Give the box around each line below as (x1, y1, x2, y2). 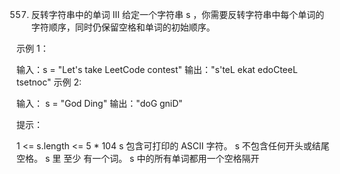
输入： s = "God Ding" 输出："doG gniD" (16, 98, 183, 109)
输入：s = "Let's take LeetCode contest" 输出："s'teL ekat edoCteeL (16, 64, 298, 75)
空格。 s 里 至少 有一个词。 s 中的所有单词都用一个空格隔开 (16, 153, 260, 164)
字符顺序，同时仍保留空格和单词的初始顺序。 (30, 21, 216, 33)
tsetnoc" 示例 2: (16, 76, 83, 88)
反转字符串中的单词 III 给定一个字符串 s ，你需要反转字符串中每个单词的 (30, 9, 325, 20)
